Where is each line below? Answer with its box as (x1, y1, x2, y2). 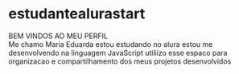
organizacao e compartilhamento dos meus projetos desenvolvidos (8, 56, 232, 66)
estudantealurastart (8, 5, 146, 23)
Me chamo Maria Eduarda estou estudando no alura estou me (8, 39, 213, 49)
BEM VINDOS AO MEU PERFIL (8, 31, 109, 41)
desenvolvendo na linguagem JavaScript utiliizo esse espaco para (8, 48, 228, 57)
